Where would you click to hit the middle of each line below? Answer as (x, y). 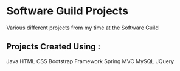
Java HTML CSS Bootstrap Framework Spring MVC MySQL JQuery (90, 61)
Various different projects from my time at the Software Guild (83, 28)
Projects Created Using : (54, 47)
